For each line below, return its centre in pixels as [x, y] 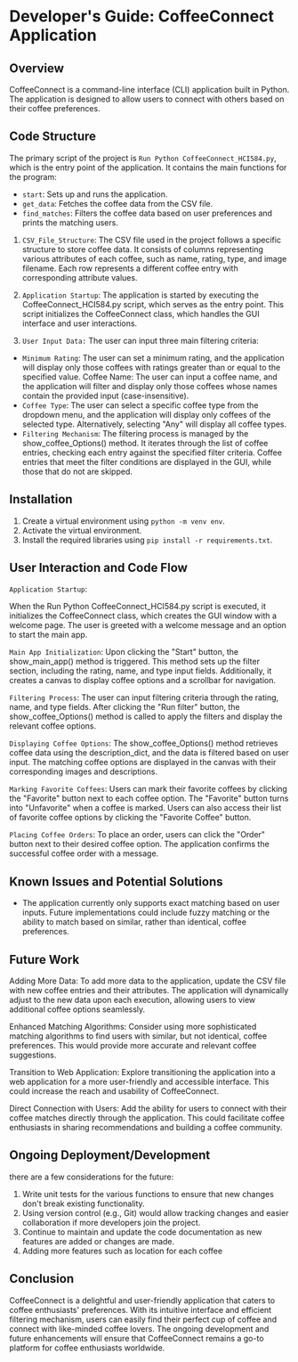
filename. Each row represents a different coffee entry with [130, 268]
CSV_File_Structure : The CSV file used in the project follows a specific [152, 240]
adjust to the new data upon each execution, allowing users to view [133, 1000]
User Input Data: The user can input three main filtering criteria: [141, 340]
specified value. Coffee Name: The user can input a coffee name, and [149, 377]
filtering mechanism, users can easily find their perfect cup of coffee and [143, 1319]
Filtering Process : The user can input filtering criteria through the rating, [144, 697]
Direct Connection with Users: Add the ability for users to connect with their [148, 1109]
